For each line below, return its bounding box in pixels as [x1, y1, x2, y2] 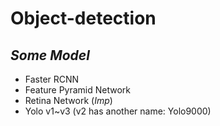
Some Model [10, 47, 90, 64]
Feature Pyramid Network [24, 84, 132, 96]
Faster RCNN [24, 73, 80, 85]
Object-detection [10, 7, 157, 30]
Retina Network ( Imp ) [24, 95, 113, 106]
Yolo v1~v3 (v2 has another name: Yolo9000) [24, 105, 212, 117]
